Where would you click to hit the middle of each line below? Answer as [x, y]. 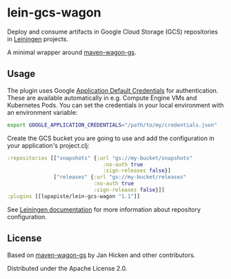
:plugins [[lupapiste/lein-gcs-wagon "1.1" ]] [73, 196]
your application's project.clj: [48, 145]
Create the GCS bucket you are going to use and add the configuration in [111, 138]
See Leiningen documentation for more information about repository [104, 209]
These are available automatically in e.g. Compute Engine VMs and [102, 98]
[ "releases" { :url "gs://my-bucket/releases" [120, 177]
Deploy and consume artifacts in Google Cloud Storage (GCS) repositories [113, 32]
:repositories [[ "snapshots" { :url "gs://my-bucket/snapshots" [100, 158]
